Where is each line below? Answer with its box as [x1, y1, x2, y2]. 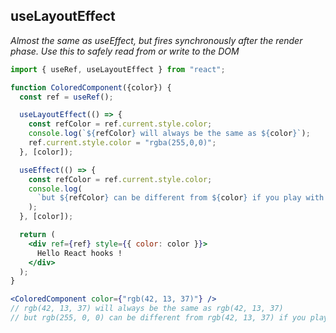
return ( [19, 230, 56, 240]
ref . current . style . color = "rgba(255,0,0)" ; [28, 138, 217, 148]
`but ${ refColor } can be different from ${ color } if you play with [36, 193, 325, 203]
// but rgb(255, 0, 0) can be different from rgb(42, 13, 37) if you [10, 313, 307, 323]
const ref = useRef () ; [19, 92, 114, 102]
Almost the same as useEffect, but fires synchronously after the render [10, 34, 303, 46]
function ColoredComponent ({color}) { [10, 82, 172, 93]
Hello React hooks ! [36, 248, 123, 258]
